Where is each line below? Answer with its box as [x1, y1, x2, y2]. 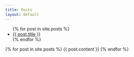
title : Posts [5, 7, 32, 12]
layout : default [5, 12, 39, 17]
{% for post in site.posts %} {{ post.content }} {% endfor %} [5, 46, 129, 52]
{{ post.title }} [12, 31, 41, 37]
